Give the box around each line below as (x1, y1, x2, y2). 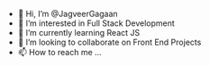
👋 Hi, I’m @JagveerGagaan (17, 9, 119, 19)
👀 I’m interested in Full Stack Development (17, 18, 176, 29)
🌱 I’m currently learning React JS (17, 28, 141, 37)
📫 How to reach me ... (17, 47, 102, 57)
